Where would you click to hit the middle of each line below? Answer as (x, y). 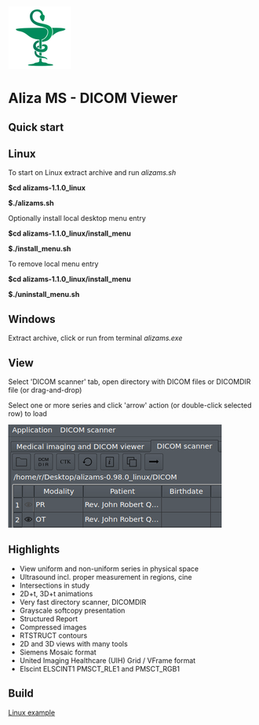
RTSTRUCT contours (53, 635)
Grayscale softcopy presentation (72, 610)
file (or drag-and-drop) (45, 390)
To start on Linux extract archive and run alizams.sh (92, 173)
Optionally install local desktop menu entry (77, 218)
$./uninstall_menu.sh (44, 295)
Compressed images (53, 627)
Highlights (34, 549)
